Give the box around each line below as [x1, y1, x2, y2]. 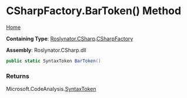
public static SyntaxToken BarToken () [6, 58, 101, 64]
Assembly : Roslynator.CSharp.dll [6, 46, 86, 54]
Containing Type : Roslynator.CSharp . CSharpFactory [6, 35, 133, 42]
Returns [6, 72, 29, 80]
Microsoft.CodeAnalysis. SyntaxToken [6, 86, 96, 93]
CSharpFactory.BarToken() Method [6, 4, 181, 18]
